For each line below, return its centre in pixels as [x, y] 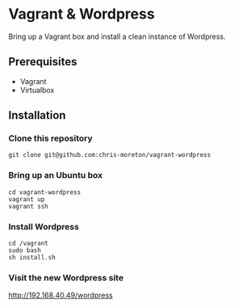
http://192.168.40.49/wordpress [61, 295]
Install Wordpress [44, 226]
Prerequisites [43, 62]
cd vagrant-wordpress [45, 192]
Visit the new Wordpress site [66, 277]
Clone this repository [50, 138]
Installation [37, 115]
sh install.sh [32, 258]
